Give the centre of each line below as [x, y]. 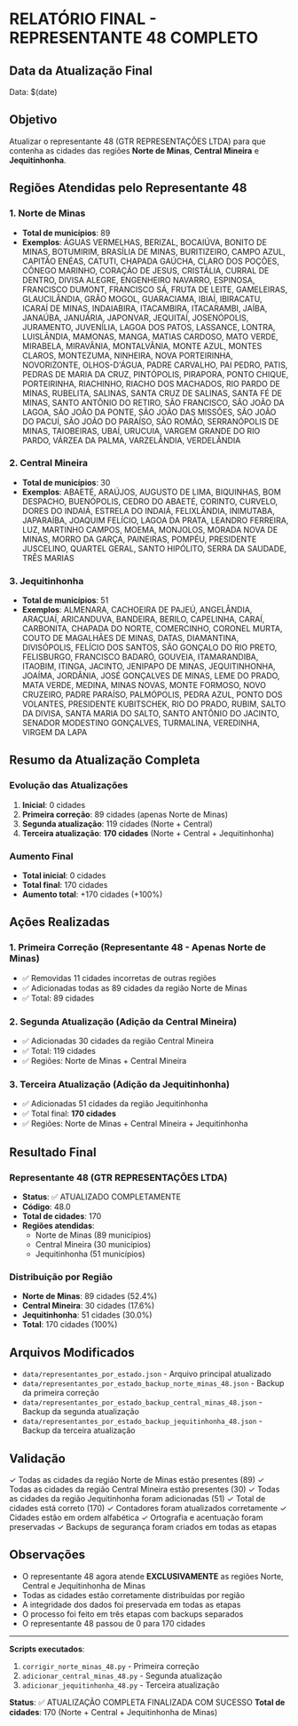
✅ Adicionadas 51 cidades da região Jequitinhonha [115, 1104]
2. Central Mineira [49, 463]
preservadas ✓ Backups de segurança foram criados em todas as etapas [143, 1526]
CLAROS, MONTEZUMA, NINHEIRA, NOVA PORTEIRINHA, [127, 355]
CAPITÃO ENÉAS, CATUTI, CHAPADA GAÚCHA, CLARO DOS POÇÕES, [150, 261]
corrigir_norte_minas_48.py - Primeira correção [110, 1666]
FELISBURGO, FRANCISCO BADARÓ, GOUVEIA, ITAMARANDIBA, [140, 657]
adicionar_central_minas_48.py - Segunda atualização [122, 1675]
